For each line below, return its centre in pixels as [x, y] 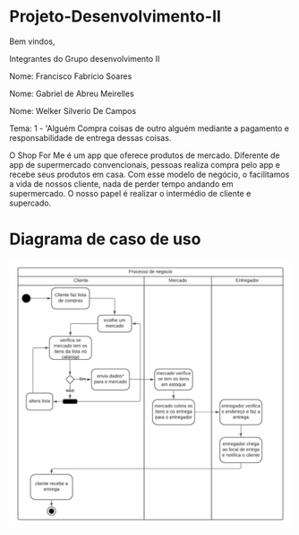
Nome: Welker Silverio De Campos [73, 110]
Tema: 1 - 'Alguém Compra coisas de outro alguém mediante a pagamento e [149, 128]
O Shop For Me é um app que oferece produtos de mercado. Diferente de [145, 155]
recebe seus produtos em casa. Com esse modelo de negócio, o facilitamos [149, 174]
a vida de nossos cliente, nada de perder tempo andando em [121, 184]
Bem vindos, [32, 41]
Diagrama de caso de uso [105, 239]
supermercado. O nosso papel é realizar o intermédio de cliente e [130, 193]
